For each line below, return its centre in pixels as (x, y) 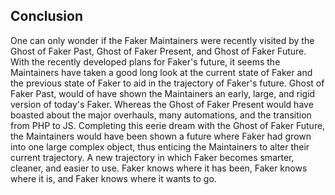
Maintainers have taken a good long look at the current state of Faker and (161, 72)
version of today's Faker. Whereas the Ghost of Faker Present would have (162, 104)
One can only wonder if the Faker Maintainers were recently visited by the (162, 40)
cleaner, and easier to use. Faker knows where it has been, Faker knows (159, 168)
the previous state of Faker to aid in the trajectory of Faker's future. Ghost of (167, 83)
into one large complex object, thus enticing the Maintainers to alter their (160, 146)
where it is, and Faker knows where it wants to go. (113, 178)
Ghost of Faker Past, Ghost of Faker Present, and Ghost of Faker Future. (158, 51)
